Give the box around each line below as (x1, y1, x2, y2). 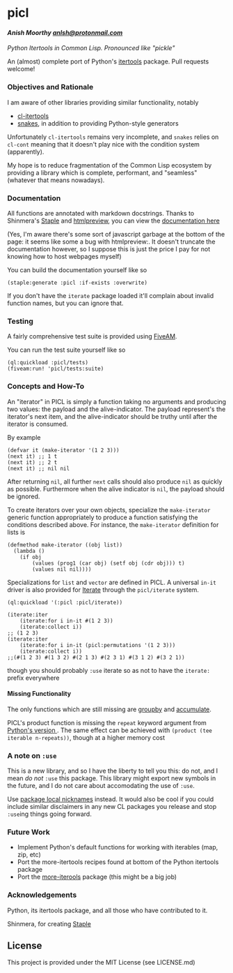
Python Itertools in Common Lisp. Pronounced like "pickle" (7, 44, 175, 52)
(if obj (19, 554, 42, 560)
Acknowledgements (7, 890, 77, 900)
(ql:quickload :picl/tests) (7, 359, 89, 366)
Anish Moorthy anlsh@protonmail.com (7, 28, 123, 36)
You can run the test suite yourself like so (7, 346, 126, 354)
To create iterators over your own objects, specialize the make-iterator (7, 505, 211, 514)
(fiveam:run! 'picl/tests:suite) (7, 365, 104, 373)
